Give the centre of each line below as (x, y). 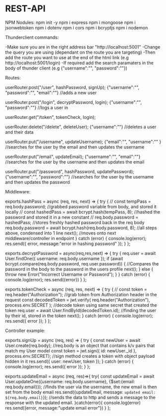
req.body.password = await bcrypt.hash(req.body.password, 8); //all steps (81, 228)
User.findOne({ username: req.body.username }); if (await (64, 258)
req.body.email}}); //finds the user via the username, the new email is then (81, 387)
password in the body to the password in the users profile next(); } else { (79, 269)
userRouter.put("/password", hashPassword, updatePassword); (70, 171)
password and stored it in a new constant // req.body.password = (72, 217)
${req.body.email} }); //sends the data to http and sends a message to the (81, 397)
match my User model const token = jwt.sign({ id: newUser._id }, (71, 350)
